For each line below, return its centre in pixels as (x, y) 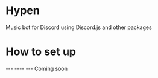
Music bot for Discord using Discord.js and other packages (79, 27)
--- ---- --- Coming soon (36, 68)
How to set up (41, 52)
